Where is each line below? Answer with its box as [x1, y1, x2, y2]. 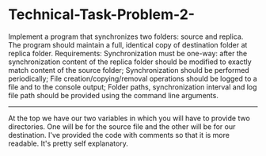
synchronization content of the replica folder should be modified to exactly [8, 57, 252, 67]
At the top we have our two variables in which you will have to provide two [8, 113, 251, 123]
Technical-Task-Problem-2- [8, 6, 196, 24]
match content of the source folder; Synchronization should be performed [8, 65, 249, 74]
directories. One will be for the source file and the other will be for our [8, 121, 236, 131]
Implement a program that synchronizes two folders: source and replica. [8, 32, 244, 41]
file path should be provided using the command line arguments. [8, 90, 219, 100]
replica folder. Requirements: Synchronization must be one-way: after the [8, 48, 248, 58]
